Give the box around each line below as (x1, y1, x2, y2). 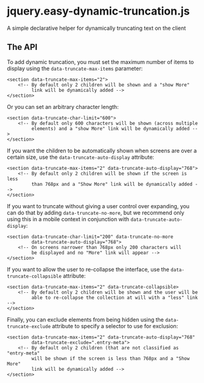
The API (7, 42, 38, 52)
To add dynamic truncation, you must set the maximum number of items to (7, 58, 194, 65)
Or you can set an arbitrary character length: (7, 103, 119, 110)
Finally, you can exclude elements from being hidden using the (7, 315, 164, 323)
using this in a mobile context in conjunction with (7, 215, 130, 223)
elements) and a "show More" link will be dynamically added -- (31, 125, 199, 132)
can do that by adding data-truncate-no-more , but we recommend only (7, 209, 185, 216)
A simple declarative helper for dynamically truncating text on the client (7, 24, 186, 32)
